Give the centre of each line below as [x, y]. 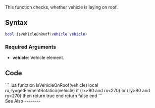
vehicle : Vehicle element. [38, 57]
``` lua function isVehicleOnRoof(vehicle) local [52, 85]
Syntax [16, 23]
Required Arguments [31, 47]
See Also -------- [23, 101]
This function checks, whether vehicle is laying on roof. [61, 7]
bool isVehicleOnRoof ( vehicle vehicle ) [46, 34]
